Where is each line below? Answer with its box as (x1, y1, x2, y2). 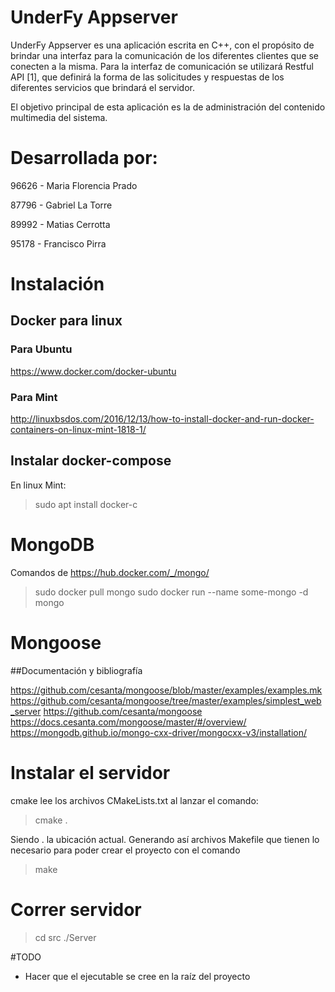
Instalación (10, 273, 105, 296)
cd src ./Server (34, 931, 97, 943)
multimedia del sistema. (10, 111, 108, 123)
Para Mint (10, 390, 58, 404)
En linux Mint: (10, 479, 67, 491)
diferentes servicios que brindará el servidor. (10, 81, 195, 93)
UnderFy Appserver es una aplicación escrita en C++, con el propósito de (10, 39, 315, 51)
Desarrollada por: (10, 147, 158, 170)
